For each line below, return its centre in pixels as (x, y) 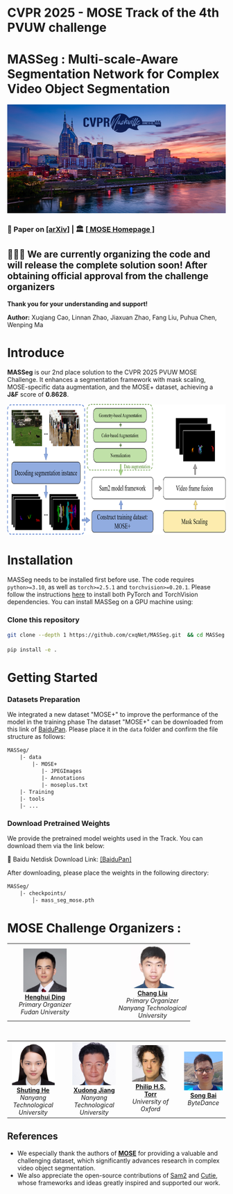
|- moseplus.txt (65, 785)
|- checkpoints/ (43, 893)
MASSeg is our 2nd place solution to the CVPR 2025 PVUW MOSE (102, 372)
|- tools (32, 799)
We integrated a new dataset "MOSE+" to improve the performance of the (113, 715)
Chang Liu (153, 994)
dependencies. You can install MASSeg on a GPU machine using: (100, 602)
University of (150, 1101)
